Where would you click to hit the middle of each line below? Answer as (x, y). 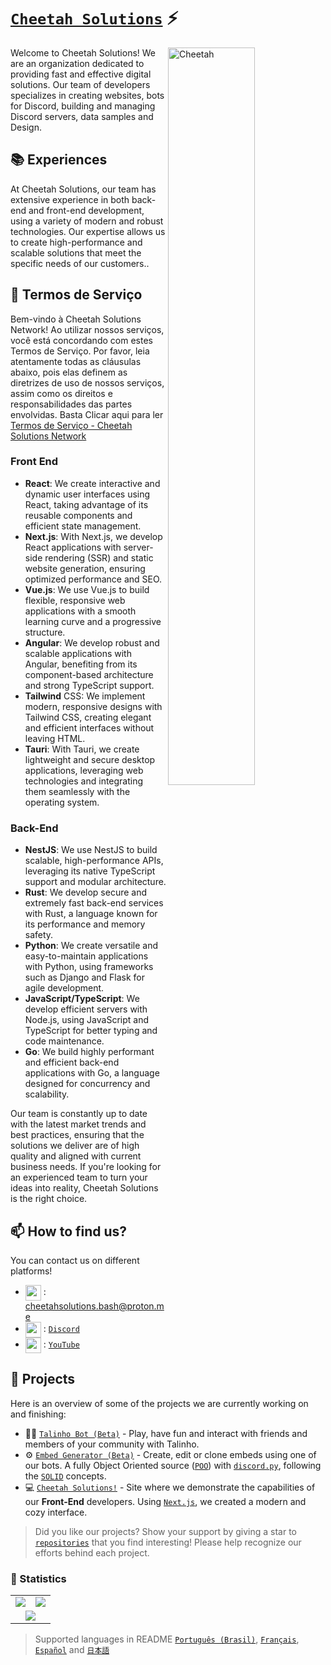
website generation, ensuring (85, 568)
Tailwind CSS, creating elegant (88, 717)
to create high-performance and (76, 242)
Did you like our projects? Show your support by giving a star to (165, 1531)
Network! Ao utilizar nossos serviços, (87, 329)
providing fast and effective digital (81, 74)
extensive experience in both (70, 199)
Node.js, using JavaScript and (86, 1020)
